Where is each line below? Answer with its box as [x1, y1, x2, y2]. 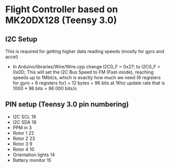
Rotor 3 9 [12, 140, 33, 147]
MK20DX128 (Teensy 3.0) [5, 14, 117, 26]
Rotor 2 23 [12, 135, 35, 141]
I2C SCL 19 [12, 113, 36, 119]
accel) [5, 54, 19, 60]
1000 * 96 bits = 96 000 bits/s [12, 85, 77, 91]
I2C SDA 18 [12, 119, 37, 125]
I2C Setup [5, 35, 37, 43]
